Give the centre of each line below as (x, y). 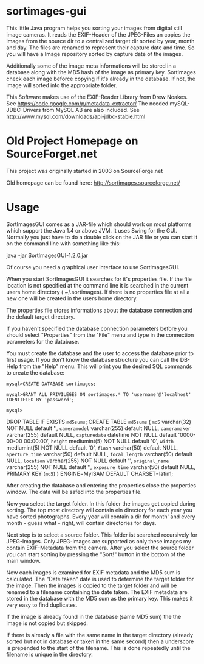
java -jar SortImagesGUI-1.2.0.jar (47, 255)
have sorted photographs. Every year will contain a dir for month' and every (101, 517)
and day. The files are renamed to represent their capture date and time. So (100, 48)
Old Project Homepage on (72, 141)
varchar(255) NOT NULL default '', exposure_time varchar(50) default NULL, (101, 467)
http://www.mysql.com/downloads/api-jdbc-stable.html (76, 116)
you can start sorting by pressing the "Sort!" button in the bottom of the (96, 554)
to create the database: (36, 372)
